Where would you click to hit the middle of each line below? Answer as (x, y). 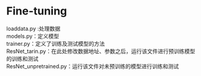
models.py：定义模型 (33, 36)
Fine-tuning (37, 11)
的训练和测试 (22, 59)
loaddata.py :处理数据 (33, 28)
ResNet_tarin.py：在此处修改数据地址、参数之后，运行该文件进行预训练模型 (101, 51)
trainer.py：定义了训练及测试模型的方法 (56, 43)
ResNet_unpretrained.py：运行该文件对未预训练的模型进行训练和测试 (93, 66)
